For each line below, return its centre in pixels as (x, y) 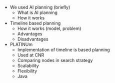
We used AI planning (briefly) (40, 7)
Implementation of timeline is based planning (63, 50)
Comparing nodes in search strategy (55, 60)
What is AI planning (37, 12)
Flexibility (27, 71)
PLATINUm (21, 44)
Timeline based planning (35, 23)
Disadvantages (33, 39)
